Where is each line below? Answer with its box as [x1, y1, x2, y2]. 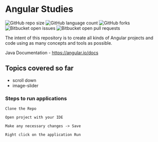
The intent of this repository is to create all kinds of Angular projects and [5, 35, 154, 41]
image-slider [12, 82, 39, 88]
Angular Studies [5, 3, 74, 15]
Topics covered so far [5, 64, 74, 72]
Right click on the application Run [5, 133, 81, 138]
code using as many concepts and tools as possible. [5, 40, 113, 46]
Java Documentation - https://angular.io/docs [5, 50, 98, 56]
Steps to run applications [5, 95, 67, 102]
